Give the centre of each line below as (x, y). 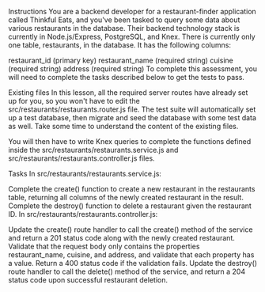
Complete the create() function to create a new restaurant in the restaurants (132, 189)
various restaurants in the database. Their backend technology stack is (124, 28)
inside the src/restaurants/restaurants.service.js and (93, 150)
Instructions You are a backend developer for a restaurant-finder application (132, 11)
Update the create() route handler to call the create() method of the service (131, 229)
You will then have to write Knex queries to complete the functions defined (130, 141)
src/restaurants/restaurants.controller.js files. (82, 158)
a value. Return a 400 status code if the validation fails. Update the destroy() (133, 263)
